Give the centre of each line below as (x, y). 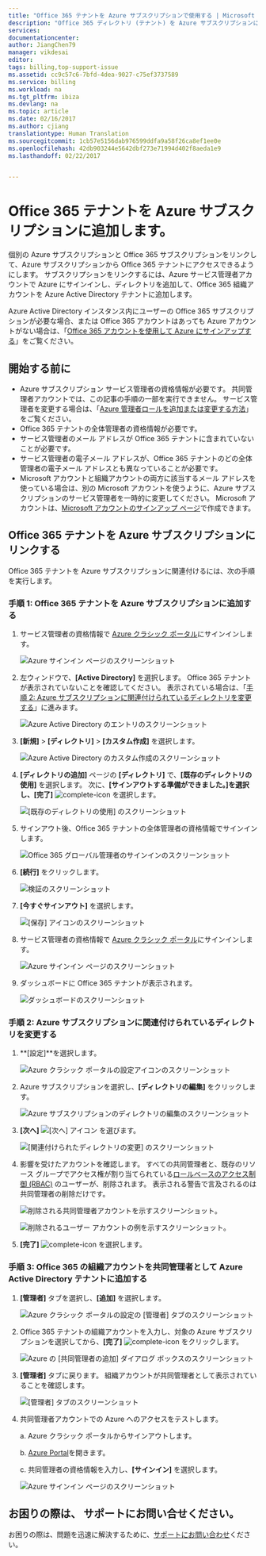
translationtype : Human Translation (68, 133)
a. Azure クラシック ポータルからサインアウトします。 (108, 1435)
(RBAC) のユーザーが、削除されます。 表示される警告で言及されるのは (143, 1184)
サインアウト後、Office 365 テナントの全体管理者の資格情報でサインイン (139, 828)
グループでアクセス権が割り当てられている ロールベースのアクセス (142, 1174)
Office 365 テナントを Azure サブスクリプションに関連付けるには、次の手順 (132, 571)
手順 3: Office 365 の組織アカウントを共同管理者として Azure (125, 1267)
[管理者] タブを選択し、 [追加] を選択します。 (93, 1297)
